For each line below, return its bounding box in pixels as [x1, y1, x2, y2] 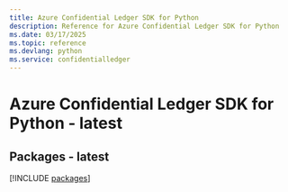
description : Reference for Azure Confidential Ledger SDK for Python [9, 22, 280, 31]
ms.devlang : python [9, 47, 83, 56]
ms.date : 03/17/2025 [9, 30, 87, 39]
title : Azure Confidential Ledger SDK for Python [9, 13, 200, 23]
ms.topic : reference [9, 38, 87, 48]
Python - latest [9, 114, 123, 133]
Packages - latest [9, 149, 110, 164]
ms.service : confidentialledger [9, 55, 130, 64]
